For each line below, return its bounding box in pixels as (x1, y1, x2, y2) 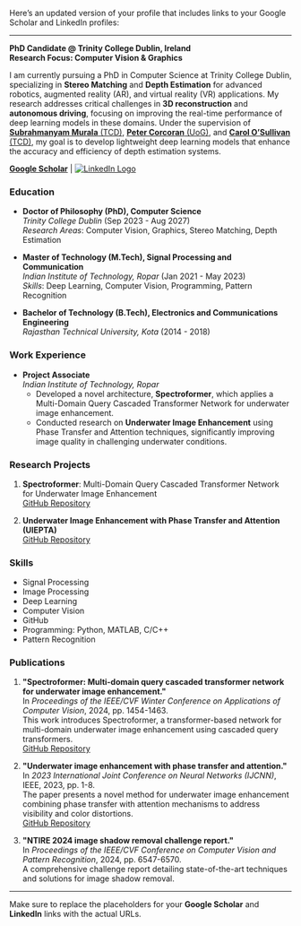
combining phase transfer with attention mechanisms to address (21, 799, 261, 809)
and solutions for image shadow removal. (21, 873, 175, 884)
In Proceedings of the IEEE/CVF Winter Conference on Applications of (21, 696, 280, 706)
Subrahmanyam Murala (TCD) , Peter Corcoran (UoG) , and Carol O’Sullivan (9, 127, 291, 137)
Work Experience (9, 349, 87, 361)
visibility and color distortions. (21, 809, 134, 819)
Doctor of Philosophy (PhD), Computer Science (21, 206, 202, 217)
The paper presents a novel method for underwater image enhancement (21, 789, 289, 801)
